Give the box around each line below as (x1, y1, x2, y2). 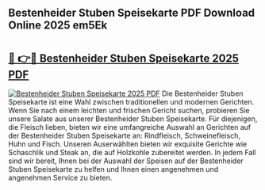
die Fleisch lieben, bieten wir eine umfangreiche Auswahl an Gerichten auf (8, 123, 252, 131)
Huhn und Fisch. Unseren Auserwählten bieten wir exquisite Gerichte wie (8, 139, 248, 149)
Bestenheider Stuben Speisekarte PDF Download (8, 6, 255, 20)
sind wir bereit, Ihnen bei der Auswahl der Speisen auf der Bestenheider (8, 156, 244, 165)
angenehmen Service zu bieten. (8, 173, 113, 182)
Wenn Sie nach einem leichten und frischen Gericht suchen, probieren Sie (8, 106, 250, 115)
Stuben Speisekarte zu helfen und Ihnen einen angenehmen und (8, 165, 219, 173)
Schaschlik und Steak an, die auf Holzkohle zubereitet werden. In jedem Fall (8, 148, 256, 157)
